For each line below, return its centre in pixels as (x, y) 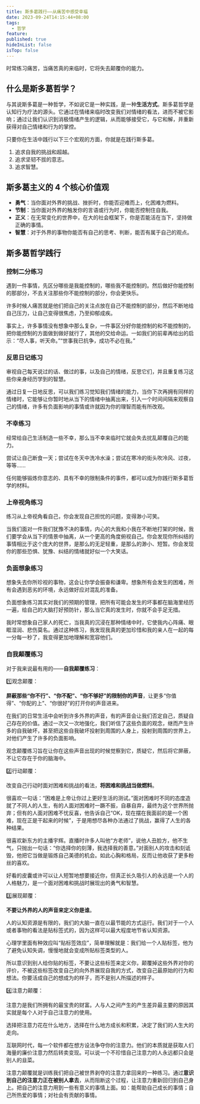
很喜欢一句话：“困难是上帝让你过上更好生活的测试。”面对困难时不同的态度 (96, 798)
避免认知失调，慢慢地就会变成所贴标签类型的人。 (71, 950)
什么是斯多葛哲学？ (41, 89)
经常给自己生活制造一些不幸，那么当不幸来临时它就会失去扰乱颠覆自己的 (95, 438)
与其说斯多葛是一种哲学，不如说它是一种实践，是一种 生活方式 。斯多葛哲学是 (100, 104)
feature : (17, 34)
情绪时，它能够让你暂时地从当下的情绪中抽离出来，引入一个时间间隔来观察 (97, 399)
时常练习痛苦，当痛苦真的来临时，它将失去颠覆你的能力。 (76, 68)
